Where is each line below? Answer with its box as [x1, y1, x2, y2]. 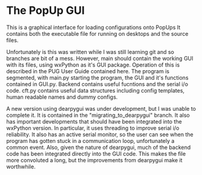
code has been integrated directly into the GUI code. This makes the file [6, 150, 186, 157]
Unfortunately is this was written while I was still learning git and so [6, 48, 175, 55]
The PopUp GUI [6, 4, 85, 18]
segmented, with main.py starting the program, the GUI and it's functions [6, 74, 189, 81]
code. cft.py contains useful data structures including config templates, [6, 87, 185, 94]
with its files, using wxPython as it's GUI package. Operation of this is [6, 61, 180, 68]
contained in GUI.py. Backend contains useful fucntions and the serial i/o [6, 80, 189, 88]
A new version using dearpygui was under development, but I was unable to [6, 105, 196, 112]
